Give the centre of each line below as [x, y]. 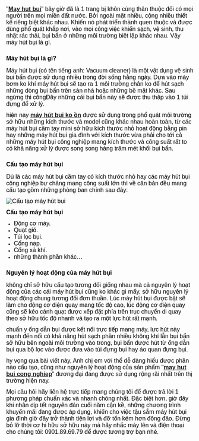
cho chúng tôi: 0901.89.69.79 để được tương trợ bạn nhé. [83, 432]
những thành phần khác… [48, 257]
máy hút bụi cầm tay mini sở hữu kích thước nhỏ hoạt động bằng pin [97, 129]
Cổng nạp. [28, 243]
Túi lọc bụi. [28, 237]
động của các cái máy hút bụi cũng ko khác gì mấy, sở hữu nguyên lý [97, 292]
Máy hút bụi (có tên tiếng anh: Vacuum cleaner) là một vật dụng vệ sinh [100, 71]
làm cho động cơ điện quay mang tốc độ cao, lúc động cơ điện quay [96, 305]
